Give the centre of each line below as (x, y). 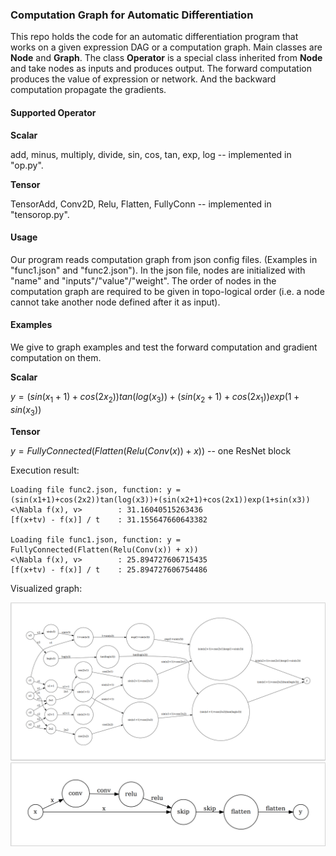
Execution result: (45, 470)
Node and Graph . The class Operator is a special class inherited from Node (166, 58)
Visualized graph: (46, 588)
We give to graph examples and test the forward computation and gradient (164, 347)
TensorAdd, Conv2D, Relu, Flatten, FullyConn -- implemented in (141, 204)
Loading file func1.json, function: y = (96, 539)
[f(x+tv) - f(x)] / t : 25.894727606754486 (109, 569)
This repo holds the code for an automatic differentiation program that (154, 37)
